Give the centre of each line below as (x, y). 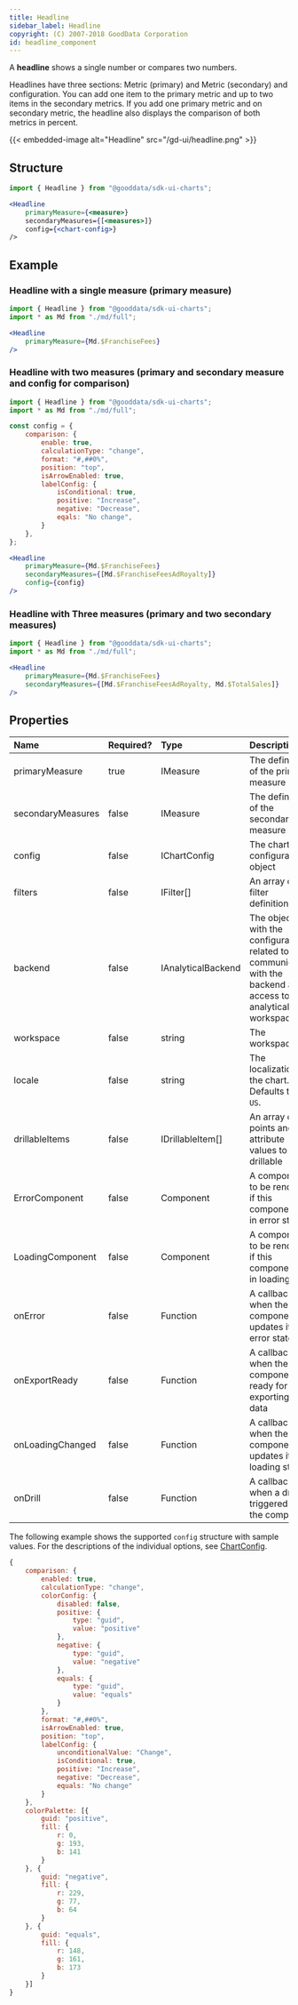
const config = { (41, 426)
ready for (269, 1386)
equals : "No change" (94, 1785)
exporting (270, 1397)
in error (265, 1221)
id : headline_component (53, 42)
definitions (272, 903)
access (264, 996)
